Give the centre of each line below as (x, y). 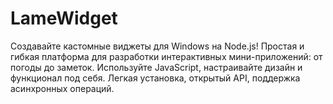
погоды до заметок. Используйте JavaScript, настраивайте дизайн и (156, 67)
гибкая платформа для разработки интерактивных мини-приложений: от (166, 56)
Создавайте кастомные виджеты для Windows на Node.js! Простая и (157, 46)
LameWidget (64, 18)
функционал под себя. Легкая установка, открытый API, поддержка (155, 78)
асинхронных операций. (62, 88)
